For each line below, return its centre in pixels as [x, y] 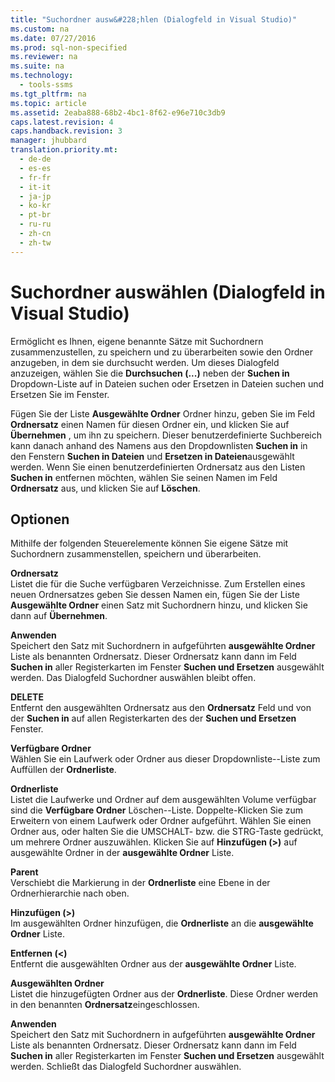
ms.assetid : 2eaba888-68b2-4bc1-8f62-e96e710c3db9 [118, 112]
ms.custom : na [40, 29]
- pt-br [35, 215]
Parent [24, 872]
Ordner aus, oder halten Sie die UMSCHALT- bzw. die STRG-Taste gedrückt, [167, 832]
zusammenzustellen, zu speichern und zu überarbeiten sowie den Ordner [162, 352]
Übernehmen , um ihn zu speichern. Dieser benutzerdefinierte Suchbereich [166, 435]
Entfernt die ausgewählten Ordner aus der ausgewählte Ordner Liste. [153, 964]
